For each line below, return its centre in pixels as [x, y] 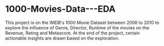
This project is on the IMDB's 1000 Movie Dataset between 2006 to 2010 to [82, 23]
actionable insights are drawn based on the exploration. [62, 38]
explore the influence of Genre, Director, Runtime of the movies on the [77, 27]
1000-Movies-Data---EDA [60, 9]
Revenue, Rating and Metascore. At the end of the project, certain [73, 33]
